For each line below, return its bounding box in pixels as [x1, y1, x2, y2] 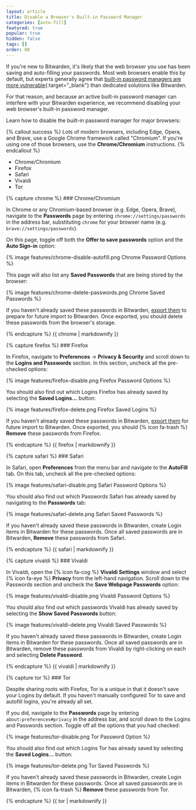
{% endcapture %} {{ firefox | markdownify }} [6, 441, 116, 448]
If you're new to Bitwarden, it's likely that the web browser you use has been [6, 63, 191, 70]
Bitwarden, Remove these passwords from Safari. [6, 534, 126, 541]
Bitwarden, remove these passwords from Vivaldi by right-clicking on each [6, 645, 186, 652]
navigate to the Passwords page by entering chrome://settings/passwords [6, 212, 186, 219]
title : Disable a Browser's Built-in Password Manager [6, 14, 143, 20]
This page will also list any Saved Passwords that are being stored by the [6, 271, 183, 278]
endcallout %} [6, 147, 40, 154]
